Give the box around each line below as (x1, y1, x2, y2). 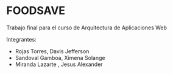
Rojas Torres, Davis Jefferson (15, 47, 90, 55)
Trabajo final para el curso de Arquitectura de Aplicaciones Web (6, 24, 168, 31)
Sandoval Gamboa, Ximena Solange (15, 54, 105, 61)
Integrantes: (6, 35, 37, 43)
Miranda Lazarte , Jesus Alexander (15, 61, 103, 68)
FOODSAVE (6, 4, 66, 18)
